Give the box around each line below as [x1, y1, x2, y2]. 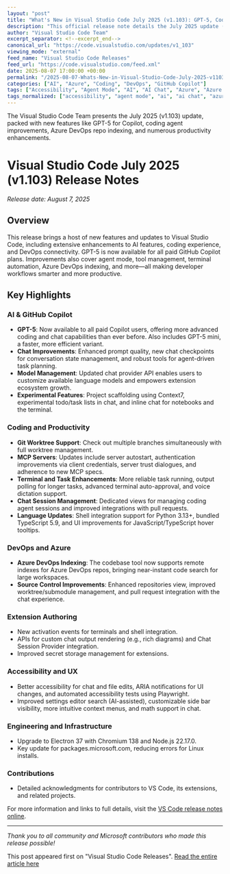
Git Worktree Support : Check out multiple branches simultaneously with [16, 438, 222, 447]
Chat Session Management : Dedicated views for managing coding [16, 497, 207, 505]
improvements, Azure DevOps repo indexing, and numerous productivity [7, 126, 212, 134]
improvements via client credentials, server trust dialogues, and [16, 460, 196, 469]
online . [7, 812, 26, 820]
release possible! [7, 839, 55, 847]
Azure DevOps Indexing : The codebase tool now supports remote [16, 558, 205, 567]
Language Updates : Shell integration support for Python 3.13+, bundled [16, 511, 220, 519]
